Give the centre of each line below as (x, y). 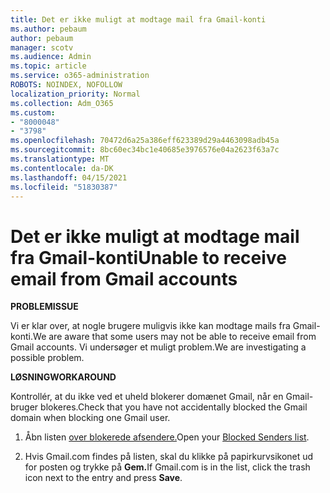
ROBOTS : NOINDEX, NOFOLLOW (66, 85)
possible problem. (47, 358)
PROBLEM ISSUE (44, 307)
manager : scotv (42, 47)
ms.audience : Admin (51, 57)
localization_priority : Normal (75, 94)
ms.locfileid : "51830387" (64, 187)
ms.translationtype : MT (60, 159)
